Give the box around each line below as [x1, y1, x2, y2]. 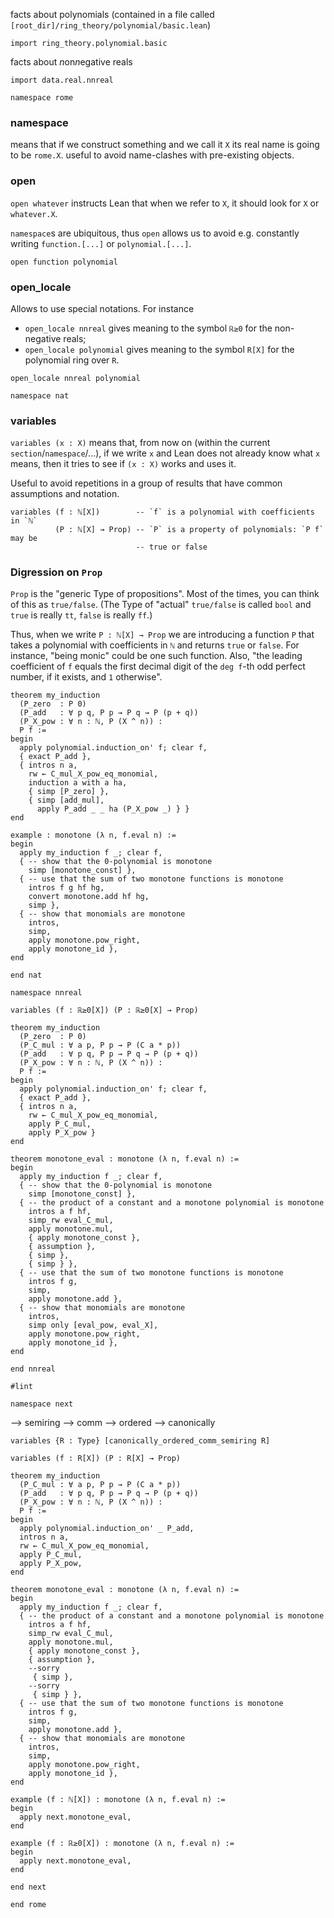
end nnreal [10, 1364, 56, 1374]
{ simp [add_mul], [28, 795, 105, 806]
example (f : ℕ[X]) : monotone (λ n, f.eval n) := [10, 1795, 226, 1805]
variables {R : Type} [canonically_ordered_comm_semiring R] [10, 1436, 271, 1446]
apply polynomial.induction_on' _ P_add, [19, 1524, 195, 1534]
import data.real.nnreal [10, 75, 114, 85]
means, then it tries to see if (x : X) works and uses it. [10, 458, 237, 470]
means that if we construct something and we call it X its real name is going [10, 139, 320, 151]
